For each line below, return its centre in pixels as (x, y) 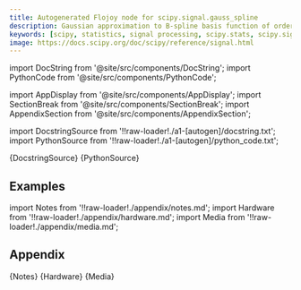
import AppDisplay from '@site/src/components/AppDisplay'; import (135, 95)
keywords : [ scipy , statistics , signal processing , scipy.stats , (132, 34)
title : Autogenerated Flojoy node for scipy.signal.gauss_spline (133, 17)
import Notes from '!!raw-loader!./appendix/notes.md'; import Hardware (142, 208)
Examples (37, 186)
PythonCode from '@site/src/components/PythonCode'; (113, 78)
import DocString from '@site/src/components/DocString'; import (130, 68)
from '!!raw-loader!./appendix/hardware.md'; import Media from (127, 217)
